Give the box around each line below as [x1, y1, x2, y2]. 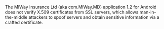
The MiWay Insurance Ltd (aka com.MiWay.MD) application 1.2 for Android [5, 4, 157, 10]
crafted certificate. [5, 19, 43, 25]
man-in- [139, 9, 157, 15]
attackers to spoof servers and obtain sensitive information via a [28, 14, 160, 20]
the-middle [5, 14, 28, 20]
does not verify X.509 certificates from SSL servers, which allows [5, 9, 139, 15]
